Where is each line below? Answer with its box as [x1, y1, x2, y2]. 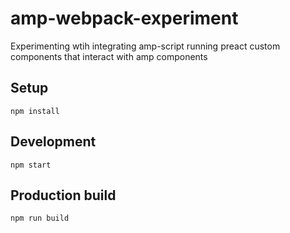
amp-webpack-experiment [10, 7, 239, 30]
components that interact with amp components [10, 50, 208, 62]
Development [10, 133, 97, 151]
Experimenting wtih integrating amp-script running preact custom [10, 40, 281, 52]
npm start [10, 160, 52, 170]
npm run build [10, 213, 70, 224]
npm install [10, 106, 60, 116]
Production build [10, 187, 117, 204]
